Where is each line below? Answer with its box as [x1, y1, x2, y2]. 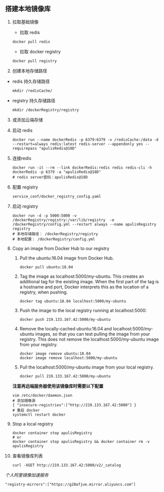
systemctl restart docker [12, 412, 66, 417]
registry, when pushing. [19, 289, 68, 295]
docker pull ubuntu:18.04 [19, 264, 73, 269]
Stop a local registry [12, 421, 53, 427]
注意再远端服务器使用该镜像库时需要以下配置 [12, 383, 104, 389]
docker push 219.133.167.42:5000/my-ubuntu [19, 317, 111, 322]
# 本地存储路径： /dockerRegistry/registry [12, 231, 98, 237]
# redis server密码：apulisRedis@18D [12, 175, 88, 180]
